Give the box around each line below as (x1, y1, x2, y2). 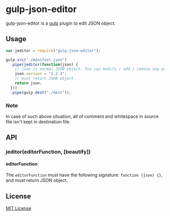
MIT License (6, 205, 32, 211)
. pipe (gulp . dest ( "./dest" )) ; (10, 90, 72, 95)
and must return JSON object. (6, 177, 68, 183)
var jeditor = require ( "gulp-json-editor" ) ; (6, 48, 101, 53)
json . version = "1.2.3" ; (15, 71, 67, 77)
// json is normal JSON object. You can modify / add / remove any (15, 66, 159, 71)
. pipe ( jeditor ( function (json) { (10, 62, 79, 67)
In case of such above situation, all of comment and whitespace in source (6, 113, 159, 119)
